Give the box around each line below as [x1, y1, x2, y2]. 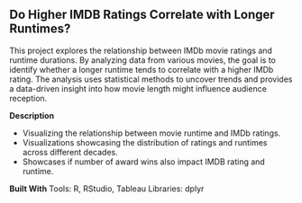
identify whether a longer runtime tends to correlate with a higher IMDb [9, 64, 274, 75]
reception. [9, 93, 48, 103]
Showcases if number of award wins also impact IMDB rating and [22, 156, 266, 167]
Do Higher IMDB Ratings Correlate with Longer [9, 7, 275, 22]
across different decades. [22, 146, 119, 157]
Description [9, 110, 55, 120]
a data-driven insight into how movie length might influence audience [9, 83, 268, 93]
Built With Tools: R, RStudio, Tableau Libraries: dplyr [9, 183, 205, 194]
